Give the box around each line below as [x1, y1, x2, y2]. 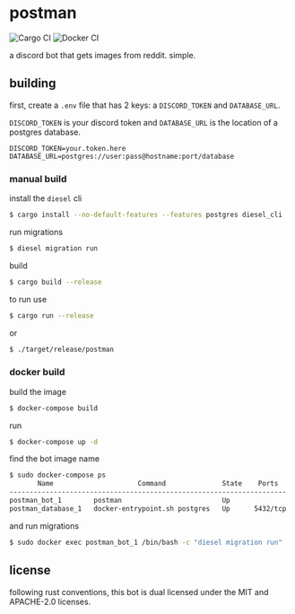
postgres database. [9, 127, 82, 137]
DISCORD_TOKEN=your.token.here [9, 144, 126, 153]
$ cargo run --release [9, 311, 94, 320]
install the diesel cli [9, 193, 82, 204]
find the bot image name [9, 453, 100, 464]
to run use [9, 294, 48, 304]
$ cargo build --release [9, 277, 102, 286]
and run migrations [9, 520, 79, 531]
